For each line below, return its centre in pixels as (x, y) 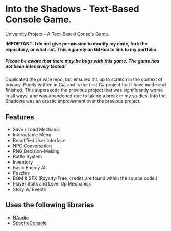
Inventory (23, 162)
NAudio (21, 217)
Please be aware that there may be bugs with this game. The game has (82, 61)
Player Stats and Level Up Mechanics (52, 183)
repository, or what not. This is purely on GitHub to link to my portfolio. (82, 49)
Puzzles (21, 173)
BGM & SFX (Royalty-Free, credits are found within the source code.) (85, 178)
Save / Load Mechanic (36, 129)
